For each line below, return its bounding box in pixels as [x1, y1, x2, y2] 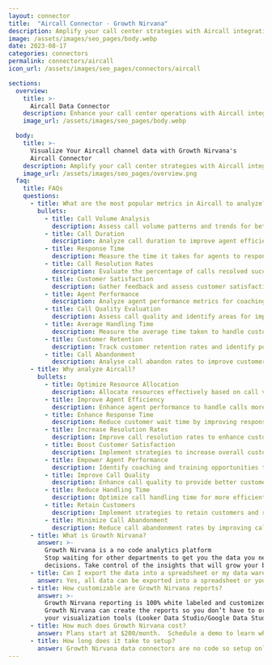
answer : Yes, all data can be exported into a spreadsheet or [37, 577, 252, 585]
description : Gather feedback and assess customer [51, 282, 227, 290]
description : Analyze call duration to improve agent [51, 237, 237, 246]
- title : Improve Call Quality [44, 471, 151, 479]
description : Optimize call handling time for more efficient [51, 494, 266, 502]
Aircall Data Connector [29, 102, 111, 110]
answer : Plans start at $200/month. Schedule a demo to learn [37, 629, 255, 637]
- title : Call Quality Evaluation [44, 305, 161, 313]
